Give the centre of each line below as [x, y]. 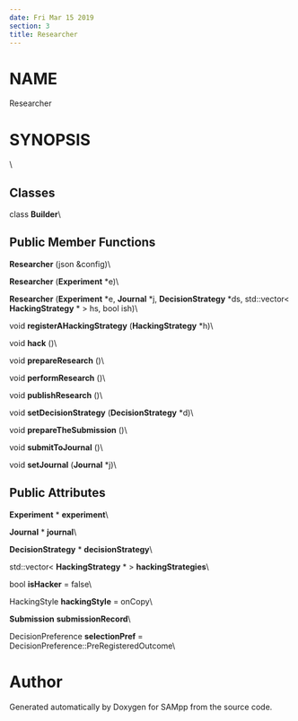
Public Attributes [57, 493]
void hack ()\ [33, 343]
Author [36, 682]
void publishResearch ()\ [56, 395]
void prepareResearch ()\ [57, 360]
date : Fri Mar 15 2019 [52, 17]
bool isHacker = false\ [51, 584]
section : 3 [30, 26]
